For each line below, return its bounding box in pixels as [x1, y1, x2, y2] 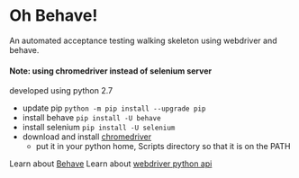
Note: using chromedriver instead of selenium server [9, 65, 213, 76]
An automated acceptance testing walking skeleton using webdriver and [9, 35, 277, 46]
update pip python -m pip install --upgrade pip [22, 102, 206, 113]
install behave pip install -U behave [22, 112, 161, 123]
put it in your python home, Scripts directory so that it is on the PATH [35, 141, 291, 152]
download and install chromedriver [22, 131, 152, 142]
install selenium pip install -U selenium [22, 122, 176, 133]
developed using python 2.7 [9, 85, 113, 96]
